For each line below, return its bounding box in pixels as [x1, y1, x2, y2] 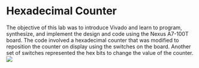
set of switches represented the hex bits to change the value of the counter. [6, 49, 194, 56]
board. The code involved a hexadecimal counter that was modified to [6, 36, 179, 44]
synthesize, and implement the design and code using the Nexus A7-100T [6, 30, 189, 37]
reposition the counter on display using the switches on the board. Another [6, 43, 191, 50]
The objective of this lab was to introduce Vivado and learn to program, [6, 24, 182, 31]
